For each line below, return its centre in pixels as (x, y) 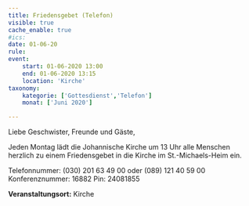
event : (19, 60)
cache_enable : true (40, 30)
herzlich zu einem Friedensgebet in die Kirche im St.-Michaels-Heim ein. (125, 155)
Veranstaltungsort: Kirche (51, 194)
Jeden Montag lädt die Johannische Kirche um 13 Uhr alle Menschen (119, 147)
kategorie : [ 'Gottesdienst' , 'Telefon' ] (87, 96)
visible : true (31, 23)
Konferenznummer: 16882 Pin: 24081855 (74, 179)
